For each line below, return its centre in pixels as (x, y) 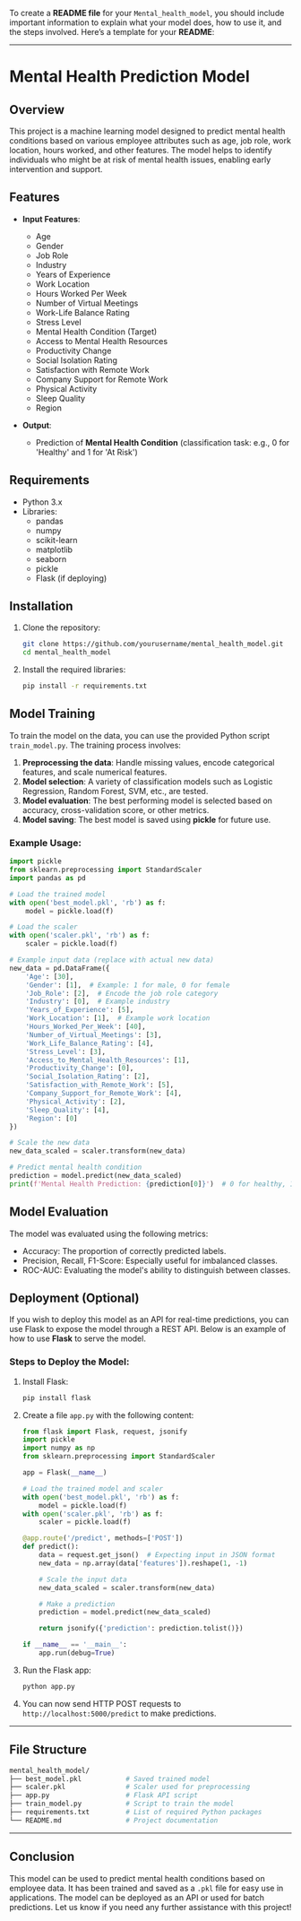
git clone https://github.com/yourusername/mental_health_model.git (153, 645)
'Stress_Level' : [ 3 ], (65, 1051)
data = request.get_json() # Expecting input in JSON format (157, 1555)
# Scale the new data (50, 1143)
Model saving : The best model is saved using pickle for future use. (146, 819)
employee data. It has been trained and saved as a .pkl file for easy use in (146, 1888)
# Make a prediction (77, 1604)
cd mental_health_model (67, 653)
